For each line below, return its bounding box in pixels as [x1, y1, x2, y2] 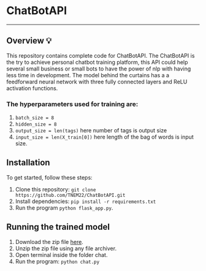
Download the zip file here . [15, 238, 84, 245]
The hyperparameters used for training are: [6, 99, 139, 108]
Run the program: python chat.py [15, 258, 100, 265]
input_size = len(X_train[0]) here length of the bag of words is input [15, 133, 194, 141]
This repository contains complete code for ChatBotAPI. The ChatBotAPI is [6, 52, 195, 59]
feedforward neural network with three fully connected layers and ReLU [6, 78, 188, 85]
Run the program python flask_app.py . [15, 204, 113, 212]
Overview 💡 [6, 36, 52, 46]
